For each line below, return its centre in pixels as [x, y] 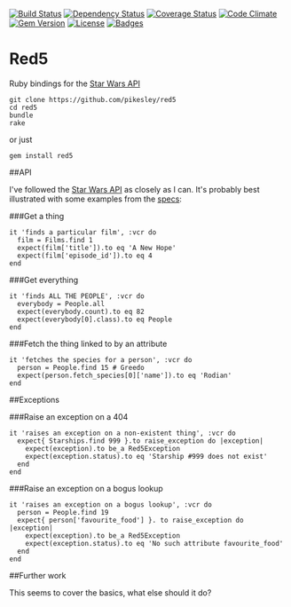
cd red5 [24, 107]
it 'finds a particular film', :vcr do [83, 232]
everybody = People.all [61, 303]
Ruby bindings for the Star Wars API [75, 83]
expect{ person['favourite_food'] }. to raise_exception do [130, 520]
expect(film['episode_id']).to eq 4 [85, 256]
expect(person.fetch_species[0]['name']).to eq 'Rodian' [125, 375]
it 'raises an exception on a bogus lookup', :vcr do [111, 505]
